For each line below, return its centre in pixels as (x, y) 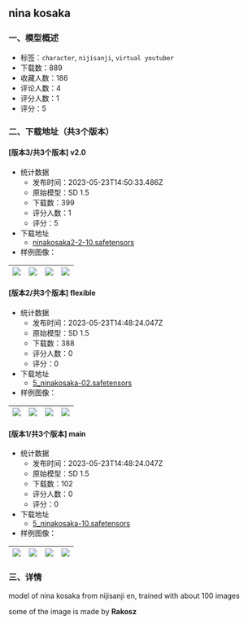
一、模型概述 (34, 38)
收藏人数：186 (44, 77)
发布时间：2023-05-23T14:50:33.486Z (98, 182)
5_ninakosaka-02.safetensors (82, 383)
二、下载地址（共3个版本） (61, 131)
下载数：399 (53, 202)
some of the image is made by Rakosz (72, 611)
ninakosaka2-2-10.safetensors (83, 242)
